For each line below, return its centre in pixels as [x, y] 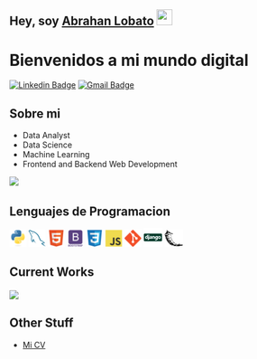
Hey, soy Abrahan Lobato [82, 21]
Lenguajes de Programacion [90, 211]
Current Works [52, 272]
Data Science [47, 145]
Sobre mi [35, 113]
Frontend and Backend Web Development [100, 165]
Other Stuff [41, 323]
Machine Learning [56, 155]
